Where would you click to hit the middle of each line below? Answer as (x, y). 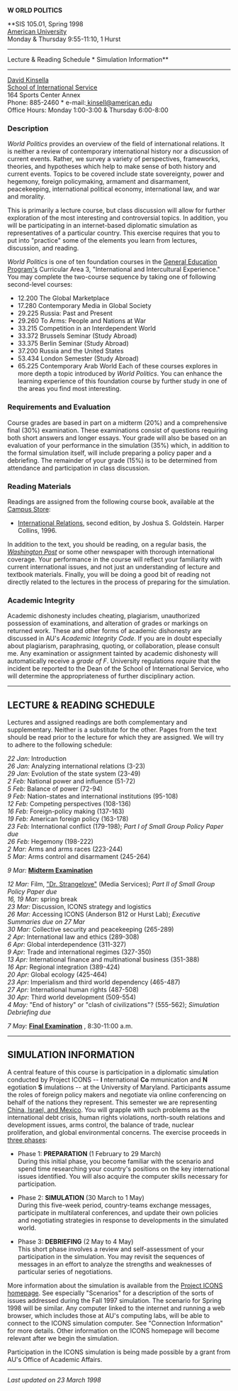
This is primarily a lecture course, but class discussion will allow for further (117, 210)
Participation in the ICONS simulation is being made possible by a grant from (119, 1352)
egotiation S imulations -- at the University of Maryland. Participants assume (119, 1087)
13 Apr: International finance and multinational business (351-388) (103, 960)
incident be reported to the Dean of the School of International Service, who (118, 669)
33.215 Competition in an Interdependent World (86, 329)
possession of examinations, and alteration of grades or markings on (108, 623)
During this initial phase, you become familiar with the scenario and (115, 1161)
